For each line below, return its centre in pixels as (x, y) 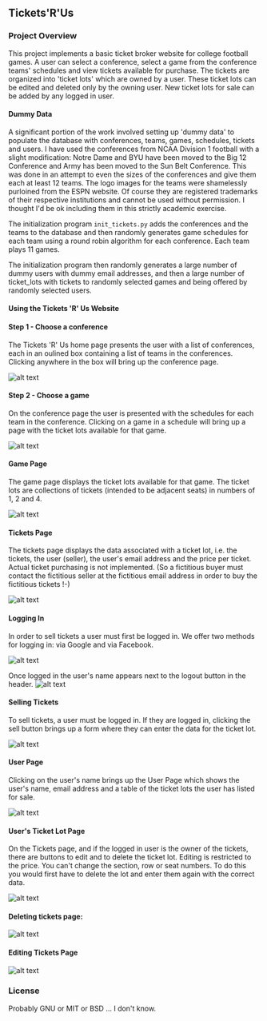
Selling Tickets (34, 702)
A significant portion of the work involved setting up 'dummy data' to (121, 132)
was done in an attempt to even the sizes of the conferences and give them (133, 174)
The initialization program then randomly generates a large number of (123, 265)
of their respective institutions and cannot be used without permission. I (127, 200)
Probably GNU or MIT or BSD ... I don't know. (82, 1008)
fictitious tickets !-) (39, 584)
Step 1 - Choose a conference (58, 327)
